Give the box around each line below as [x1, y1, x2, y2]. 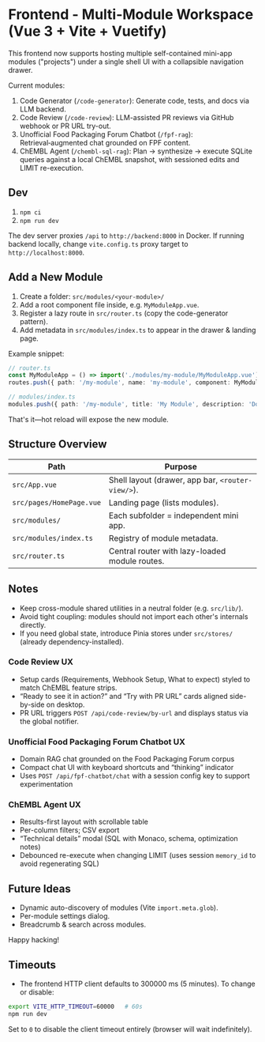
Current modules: [8, 81, 65, 90]
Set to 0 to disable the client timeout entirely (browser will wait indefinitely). [8, 1024, 252, 1033]
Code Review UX [8, 656, 73, 667]
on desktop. [46, 700, 85, 709]
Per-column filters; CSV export [19, 825, 120, 835]
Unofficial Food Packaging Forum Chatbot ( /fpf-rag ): [19, 129, 193, 139]
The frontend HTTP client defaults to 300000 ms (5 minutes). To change [19, 979, 256, 989]
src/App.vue [12, 480, 58, 489]
